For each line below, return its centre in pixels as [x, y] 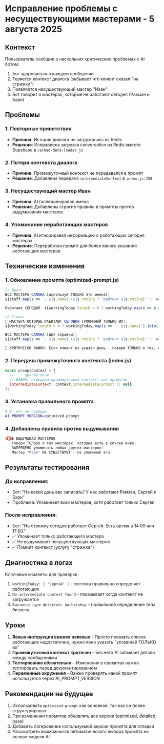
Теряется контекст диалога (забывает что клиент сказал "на [75, 79]
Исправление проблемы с [61, 9]
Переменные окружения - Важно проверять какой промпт [75, 673]
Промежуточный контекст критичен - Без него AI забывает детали [83, 653]
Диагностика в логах [39, 563]
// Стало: [15, 317]
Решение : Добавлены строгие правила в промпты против [73, 207]
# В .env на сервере [26, 411]
